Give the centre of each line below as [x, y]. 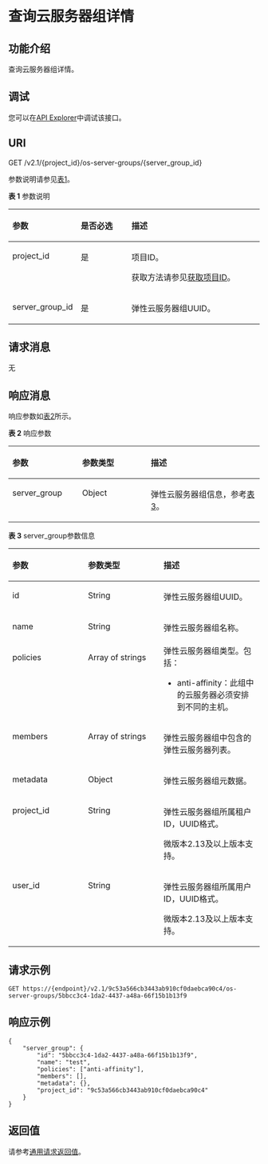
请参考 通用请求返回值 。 [47, 1151]
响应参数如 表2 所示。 [42, 416]
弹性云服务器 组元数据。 [207, 781]
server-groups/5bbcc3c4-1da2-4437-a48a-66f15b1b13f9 [98, 996]
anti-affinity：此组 [211, 683]
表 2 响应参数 [30, 434]
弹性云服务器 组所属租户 [207, 812]
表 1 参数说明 [29, 196]
